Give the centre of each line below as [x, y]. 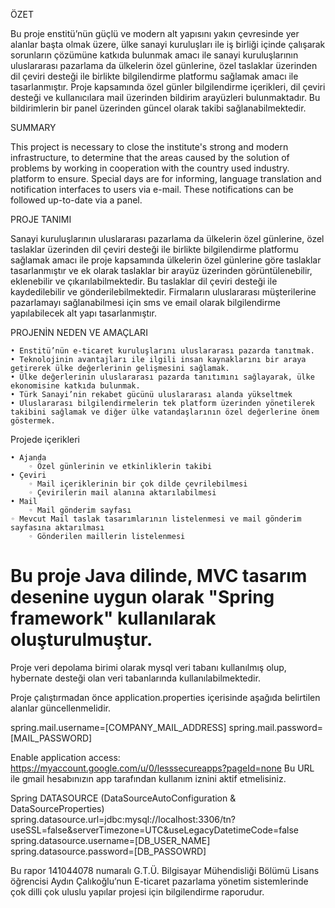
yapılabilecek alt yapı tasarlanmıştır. [83, 313]
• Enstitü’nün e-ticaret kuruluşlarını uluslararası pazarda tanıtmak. [162, 351]
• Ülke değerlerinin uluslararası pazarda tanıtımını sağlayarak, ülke [162, 377]
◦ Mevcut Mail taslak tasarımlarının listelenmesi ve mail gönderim [156, 519]
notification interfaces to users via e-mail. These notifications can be [152, 189]
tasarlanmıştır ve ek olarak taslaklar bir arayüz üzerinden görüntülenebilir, [161, 270]
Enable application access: [65, 757]
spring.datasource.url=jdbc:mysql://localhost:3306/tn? [123, 819]
